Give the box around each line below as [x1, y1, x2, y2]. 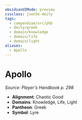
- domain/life [9, 34, 38, 39]
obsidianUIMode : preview [5, 7, 55, 12]
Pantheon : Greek [12, 104, 47, 110]
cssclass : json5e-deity [5, 12, 53, 17]
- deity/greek [9, 25, 38, 30]
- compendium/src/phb [9, 20, 53, 26]
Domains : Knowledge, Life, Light [12, 99, 77, 105]
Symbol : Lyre [12, 110, 39, 116]
